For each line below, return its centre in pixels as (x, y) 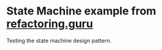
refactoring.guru (50, 24)
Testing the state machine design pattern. (59, 40)
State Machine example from (81, 11)
